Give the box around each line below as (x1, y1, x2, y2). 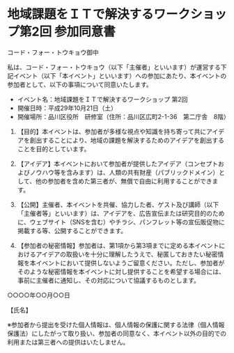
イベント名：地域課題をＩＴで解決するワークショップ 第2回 (17, 95, 188, 103)
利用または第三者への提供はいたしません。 (7, 338, 130, 346)
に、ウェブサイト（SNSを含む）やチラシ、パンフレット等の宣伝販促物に (17, 217, 225, 226)
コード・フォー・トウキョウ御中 (7, 48, 99, 56)
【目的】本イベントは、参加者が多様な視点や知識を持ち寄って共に (17, 127, 207, 136)
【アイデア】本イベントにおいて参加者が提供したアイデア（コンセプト (17, 159, 218, 168)
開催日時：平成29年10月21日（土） (17, 104, 117, 112)
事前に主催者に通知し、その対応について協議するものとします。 (17, 276, 200, 284)
